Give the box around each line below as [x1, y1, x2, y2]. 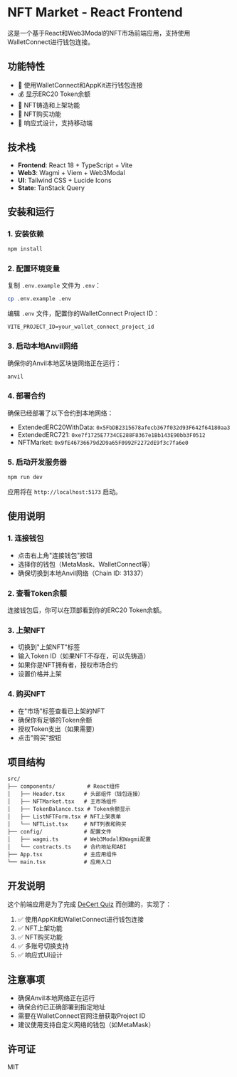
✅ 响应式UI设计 [17, 951, 63, 960]
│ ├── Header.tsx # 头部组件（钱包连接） [7, 791, 144, 798]
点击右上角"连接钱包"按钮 [17, 551, 93, 559]
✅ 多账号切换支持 [17, 942, 69, 950]
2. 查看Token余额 [7, 588, 68, 598]
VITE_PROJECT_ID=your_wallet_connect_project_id [7, 323, 154, 331]
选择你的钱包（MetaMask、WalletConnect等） [17, 559, 154, 568]
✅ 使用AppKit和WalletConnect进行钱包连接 [17, 915, 144, 924]
